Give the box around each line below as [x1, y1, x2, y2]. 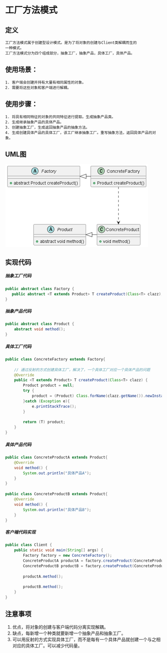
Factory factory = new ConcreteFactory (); [23, 553, 112, 558]
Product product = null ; [23, 383, 75, 388]
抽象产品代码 [5, 308, 31, 314]
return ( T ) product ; [23, 420, 66, 425]
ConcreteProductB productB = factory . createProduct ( [23, 563, 135, 569]
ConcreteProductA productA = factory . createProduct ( [23, 558, 135, 564]
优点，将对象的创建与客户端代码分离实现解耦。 [12, 624, 108, 630]
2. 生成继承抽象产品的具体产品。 [5, 120, 64, 125]
